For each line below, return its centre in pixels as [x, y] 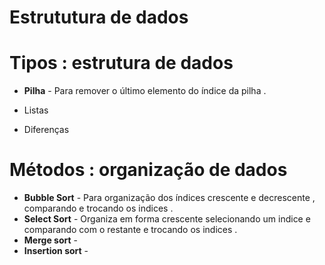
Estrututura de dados [99, 17]
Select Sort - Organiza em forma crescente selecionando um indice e [167, 219]
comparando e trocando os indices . [98, 208]
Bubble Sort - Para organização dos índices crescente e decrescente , [169, 198]
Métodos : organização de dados [148, 170]
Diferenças [46, 130]
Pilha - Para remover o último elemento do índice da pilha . [145, 91]
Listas [36, 110]
